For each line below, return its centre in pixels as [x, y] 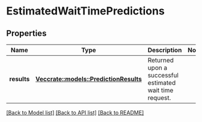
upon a [157, 68]
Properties [26, 33]
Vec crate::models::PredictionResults [89, 79]
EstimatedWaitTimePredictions [86, 11]
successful [163, 75]
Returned [161, 60]
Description [165, 50]
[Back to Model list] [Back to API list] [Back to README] [75, 113]
